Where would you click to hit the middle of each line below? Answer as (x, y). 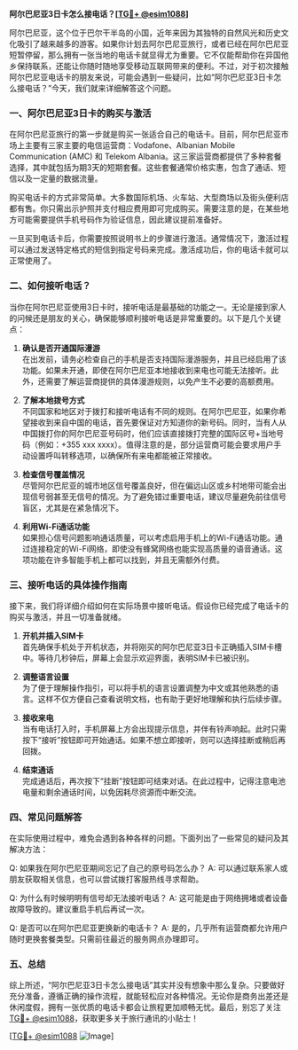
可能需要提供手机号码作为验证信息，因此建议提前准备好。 (122, 220)
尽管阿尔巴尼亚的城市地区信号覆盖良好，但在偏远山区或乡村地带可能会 (150, 485)
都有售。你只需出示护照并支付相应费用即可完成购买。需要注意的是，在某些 (145, 208)
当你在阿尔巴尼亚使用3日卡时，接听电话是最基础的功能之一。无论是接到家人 (148, 307)
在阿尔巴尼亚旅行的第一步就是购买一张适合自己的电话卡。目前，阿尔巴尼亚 (145, 134)
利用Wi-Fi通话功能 (56, 526)
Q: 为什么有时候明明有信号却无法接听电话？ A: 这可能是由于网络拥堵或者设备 (149, 898)
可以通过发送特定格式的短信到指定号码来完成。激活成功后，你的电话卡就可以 (149, 250)
